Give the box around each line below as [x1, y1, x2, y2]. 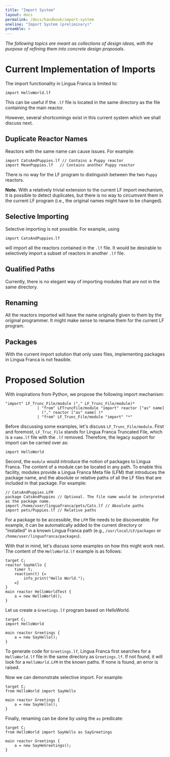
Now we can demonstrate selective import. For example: [5, 674, 123, 681]
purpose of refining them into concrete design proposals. [5, 46, 125, 52]
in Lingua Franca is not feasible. [5, 357, 72, 363]
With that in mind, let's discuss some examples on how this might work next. [5, 543, 165, 549]
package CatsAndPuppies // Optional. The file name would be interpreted [5, 495, 165, 500]
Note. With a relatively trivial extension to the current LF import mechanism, [5, 186, 164, 193]
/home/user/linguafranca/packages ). [5, 533, 81, 539]
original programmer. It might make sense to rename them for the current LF [5, 317, 164, 323]
